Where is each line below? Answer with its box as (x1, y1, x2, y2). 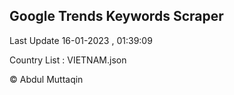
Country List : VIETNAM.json (9, 54, 127, 66)
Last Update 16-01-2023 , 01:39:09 (9, 34, 153, 46)
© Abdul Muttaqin (9, 73, 84, 85)
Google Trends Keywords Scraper (9, 8, 224, 25)
